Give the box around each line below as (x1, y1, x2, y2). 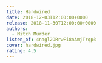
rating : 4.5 (6, 48, 36, 54)
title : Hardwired (6, 8, 50, 15)
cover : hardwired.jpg (6, 43, 61, 49)
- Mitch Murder (12, 31, 50, 37)
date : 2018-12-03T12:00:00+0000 (6, 14, 88, 20)
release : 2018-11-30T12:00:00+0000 (6, 20, 97, 26)
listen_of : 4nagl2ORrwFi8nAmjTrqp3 (6, 37, 97, 43)
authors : (6, 25, 29, 32)
